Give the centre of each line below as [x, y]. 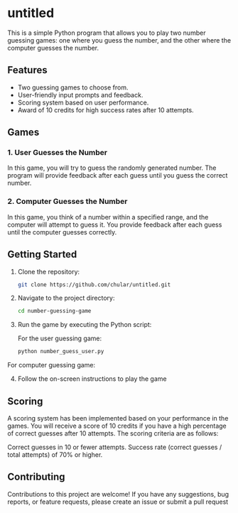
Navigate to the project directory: [66, 298]
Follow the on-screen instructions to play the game [92, 379]
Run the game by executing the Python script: [85, 325]
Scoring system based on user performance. [83, 102]
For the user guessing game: [60, 338]
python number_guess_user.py [61, 352]
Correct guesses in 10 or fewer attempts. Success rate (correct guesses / [115, 447]
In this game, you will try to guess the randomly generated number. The [112, 168]
